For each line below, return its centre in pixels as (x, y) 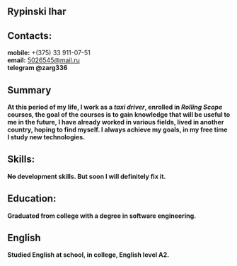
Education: (32, 198)
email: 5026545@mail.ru (44, 60)
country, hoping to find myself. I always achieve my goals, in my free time (117, 129)
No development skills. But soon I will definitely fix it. (87, 176)
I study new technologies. (46, 137)
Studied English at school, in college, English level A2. (88, 255)
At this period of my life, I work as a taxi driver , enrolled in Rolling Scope (115, 107)
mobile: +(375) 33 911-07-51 (49, 53)
